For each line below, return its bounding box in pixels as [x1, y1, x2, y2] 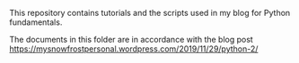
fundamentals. [9, 17, 63, 28]
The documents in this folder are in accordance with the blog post [9, 35, 253, 44]
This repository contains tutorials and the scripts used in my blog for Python [9, 8, 291, 18]
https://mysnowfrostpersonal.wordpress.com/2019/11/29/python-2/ [9, 43, 259, 54]
